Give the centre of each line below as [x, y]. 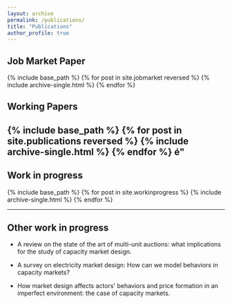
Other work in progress [58, 228]
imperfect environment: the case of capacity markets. [94, 293]
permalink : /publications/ [46, 20]
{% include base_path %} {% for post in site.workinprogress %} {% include [114, 192]
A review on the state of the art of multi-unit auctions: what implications [119, 244]
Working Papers [42, 107]
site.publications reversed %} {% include [98, 141]
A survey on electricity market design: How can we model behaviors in [118, 265]
